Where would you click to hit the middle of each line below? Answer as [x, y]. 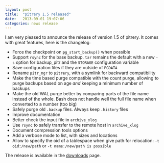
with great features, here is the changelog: [48, 43]
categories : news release [31, 23]
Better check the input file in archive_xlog [54, 120]
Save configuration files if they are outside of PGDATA [65, 68]
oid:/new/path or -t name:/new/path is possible [62, 146]
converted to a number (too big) [44, 104]
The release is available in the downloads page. [53, 156]
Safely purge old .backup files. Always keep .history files [70, 109]
